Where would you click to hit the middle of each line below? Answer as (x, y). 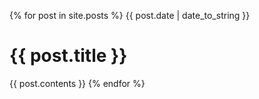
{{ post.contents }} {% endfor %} (77, 83)
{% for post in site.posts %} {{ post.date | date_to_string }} (130, 15)
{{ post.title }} (68, 56)
